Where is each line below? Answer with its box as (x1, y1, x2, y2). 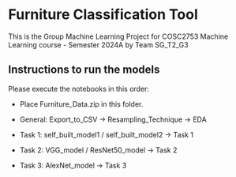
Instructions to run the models (8, 63, 160, 77)
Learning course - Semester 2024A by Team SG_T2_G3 (8, 40, 189, 49)
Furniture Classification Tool (8, 6, 199, 24)
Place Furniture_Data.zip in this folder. (19, 99, 144, 108)
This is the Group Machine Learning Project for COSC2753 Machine (8, 32, 229, 41)
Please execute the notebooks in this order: (8, 84, 150, 93)
